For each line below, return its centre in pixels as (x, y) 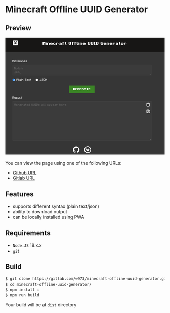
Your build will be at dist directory (41, 305)
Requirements (28, 233)
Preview (18, 28)
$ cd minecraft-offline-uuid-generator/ (49, 285)
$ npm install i (22, 290)
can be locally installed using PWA (48, 217)
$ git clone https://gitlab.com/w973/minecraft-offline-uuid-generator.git (87, 279)
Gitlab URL (24, 178)
